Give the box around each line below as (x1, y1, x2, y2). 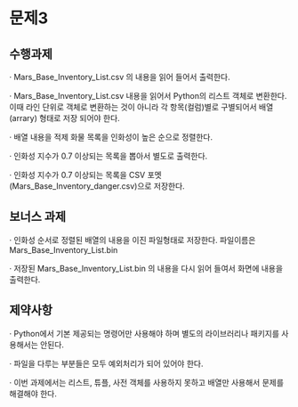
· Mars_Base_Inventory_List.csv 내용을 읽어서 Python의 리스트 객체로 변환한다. (9, 91, 287, 101)
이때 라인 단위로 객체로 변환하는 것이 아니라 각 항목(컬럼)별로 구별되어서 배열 (9, 102, 274, 112)
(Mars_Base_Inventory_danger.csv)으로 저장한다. (9, 181, 185, 191)
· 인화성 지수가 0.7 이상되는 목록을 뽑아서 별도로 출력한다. (9, 151, 208, 161)
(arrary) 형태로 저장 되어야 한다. (9, 113, 120, 123)
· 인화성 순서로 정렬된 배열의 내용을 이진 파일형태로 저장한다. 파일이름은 (9, 234, 256, 245)
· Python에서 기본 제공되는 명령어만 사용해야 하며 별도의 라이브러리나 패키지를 (9, 328, 280, 338)
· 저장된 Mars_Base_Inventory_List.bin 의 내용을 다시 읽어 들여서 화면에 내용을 (9, 263, 283, 273)
